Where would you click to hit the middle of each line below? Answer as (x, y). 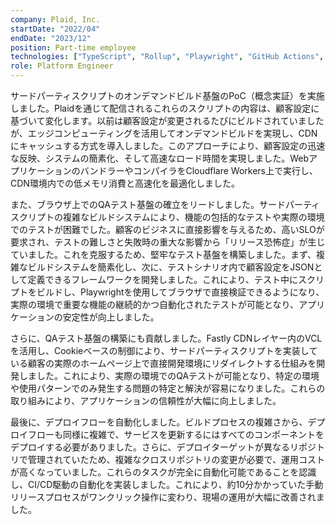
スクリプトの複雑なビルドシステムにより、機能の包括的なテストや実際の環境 (167, 217)
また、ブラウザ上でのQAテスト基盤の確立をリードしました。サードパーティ (165, 204)
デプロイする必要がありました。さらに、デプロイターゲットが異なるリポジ (163, 447)
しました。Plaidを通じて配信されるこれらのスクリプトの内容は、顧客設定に (165, 108)
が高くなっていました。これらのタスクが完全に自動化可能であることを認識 (163, 472)
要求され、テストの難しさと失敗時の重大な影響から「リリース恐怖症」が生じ (168, 242)
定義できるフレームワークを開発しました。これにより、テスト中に (163, 279)
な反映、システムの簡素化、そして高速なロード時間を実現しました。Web (159, 158)
